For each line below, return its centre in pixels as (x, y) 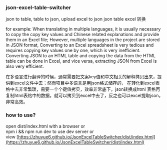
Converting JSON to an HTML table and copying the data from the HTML (81, 56)
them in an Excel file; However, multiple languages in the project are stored (83, 40)
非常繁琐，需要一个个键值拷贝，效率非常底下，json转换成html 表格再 (89, 89)
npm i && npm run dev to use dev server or (50, 131)
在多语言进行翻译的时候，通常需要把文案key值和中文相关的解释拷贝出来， (82, 77)
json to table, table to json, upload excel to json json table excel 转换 (76, 19)
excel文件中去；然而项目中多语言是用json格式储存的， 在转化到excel (85, 83)
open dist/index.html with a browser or (45, 126)
